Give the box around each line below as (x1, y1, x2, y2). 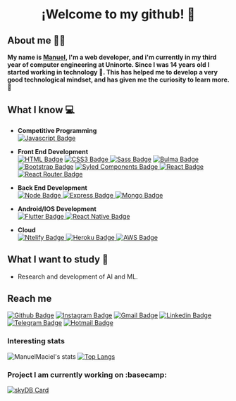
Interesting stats (7, 336, 66, 346)
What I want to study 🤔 (7, 253, 109, 266)
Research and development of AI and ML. (17, 272, 139, 281)
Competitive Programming (17, 126, 97, 134)
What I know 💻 (7, 104, 75, 116)
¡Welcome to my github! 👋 (41, 6, 196, 23)
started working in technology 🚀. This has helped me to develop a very (7, 68, 218, 76)
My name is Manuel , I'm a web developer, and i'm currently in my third (7, 53, 217, 61)
